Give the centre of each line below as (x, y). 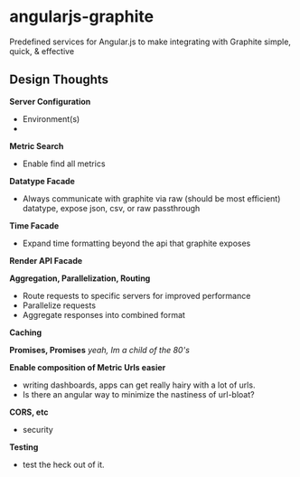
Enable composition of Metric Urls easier (88, 367)
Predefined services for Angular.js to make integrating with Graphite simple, (150, 42)
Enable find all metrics (64, 164)
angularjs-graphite (82, 17)
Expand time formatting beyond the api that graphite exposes (136, 243)
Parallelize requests (59, 305)
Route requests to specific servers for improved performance (136, 295)
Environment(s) (51, 118)
